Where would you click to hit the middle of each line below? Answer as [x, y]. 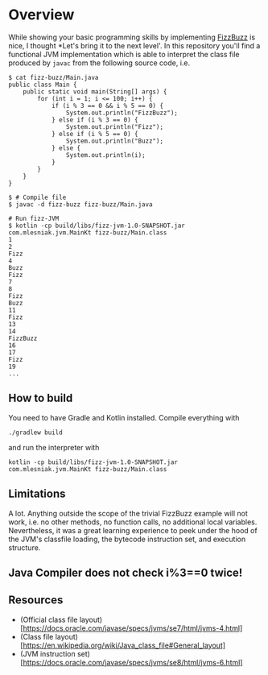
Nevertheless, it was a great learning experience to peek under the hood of [133, 530]
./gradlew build [35, 433]
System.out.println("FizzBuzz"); [122, 113]
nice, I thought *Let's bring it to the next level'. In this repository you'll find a [134, 45]
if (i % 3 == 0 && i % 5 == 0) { [107, 106]
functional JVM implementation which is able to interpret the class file [124, 54]
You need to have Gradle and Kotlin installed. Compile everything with [124, 417]
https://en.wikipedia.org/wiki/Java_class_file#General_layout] [124, 645]
